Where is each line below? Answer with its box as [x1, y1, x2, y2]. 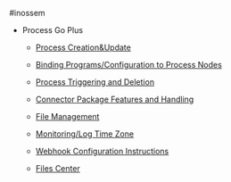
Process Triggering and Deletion [35, 77, 154, 87]
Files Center [35, 163, 80, 173]
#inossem [9, 8, 46, 18]
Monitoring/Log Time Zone [35, 128, 135, 139]
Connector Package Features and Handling [35, 94, 194, 104]
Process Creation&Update [35, 42, 131, 53]
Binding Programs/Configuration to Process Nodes [35, 60, 223, 70]
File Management [35, 112, 100, 121]
